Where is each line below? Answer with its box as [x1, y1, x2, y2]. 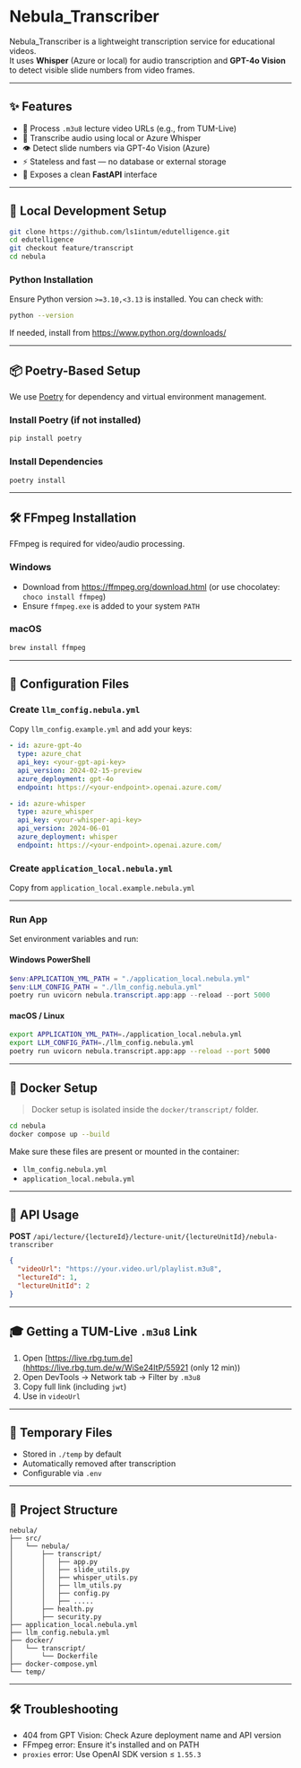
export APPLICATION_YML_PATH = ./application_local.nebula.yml [9, 1030, 243, 1039]
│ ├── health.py [9, 1605, 94, 1614]
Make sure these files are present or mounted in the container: [9, 1146, 240, 1157]
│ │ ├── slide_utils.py [9, 1565, 130, 1575]
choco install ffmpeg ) [21, 591, 107, 602]
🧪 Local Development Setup [9, 204, 168, 219]
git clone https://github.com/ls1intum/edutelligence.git [9, 227, 230, 236]
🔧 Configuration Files [9, 676, 130, 692]
